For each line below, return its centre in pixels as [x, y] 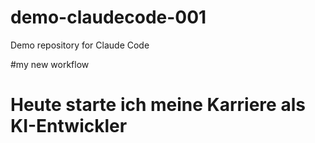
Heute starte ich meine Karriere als [158, 105]
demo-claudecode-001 [108, 17]
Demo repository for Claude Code [80, 45]
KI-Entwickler [69, 126]
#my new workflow [50, 64]
